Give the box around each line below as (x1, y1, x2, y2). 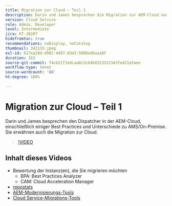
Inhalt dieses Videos (5, 154, 72, 162)
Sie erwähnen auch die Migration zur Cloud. (5, 129, 98, 135)
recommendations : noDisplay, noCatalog (5, 41, 91, 46)
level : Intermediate (5, 27, 50, 32)
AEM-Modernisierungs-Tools (12, 189, 74, 195)
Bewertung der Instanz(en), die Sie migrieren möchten (12, 167, 127, 174)
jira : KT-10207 (5, 31, 38, 36)
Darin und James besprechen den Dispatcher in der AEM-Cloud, (5, 118, 142, 124)
